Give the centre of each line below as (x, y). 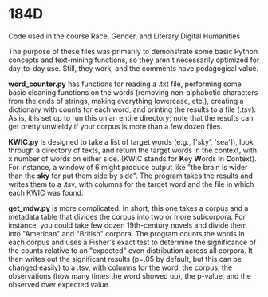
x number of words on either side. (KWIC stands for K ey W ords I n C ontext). (132, 158)
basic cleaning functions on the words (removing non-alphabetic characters (133, 92)
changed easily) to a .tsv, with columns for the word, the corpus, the (120, 267)
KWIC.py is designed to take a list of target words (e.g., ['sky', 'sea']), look (131, 141)
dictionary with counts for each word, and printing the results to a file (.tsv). (132, 109)
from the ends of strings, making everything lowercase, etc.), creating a (126, 101)
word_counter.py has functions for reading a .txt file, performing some (125, 84)
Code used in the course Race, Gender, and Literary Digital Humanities (124, 36)
